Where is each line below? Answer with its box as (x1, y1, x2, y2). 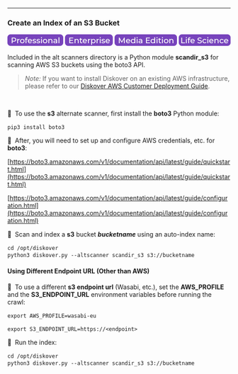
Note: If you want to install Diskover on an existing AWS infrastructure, (24, 74, 230, 83)
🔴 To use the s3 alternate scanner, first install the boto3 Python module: (7, 109, 220, 118)
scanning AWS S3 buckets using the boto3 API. (7, 61, 146, 69)
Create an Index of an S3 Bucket (7, 18, 120, 28)
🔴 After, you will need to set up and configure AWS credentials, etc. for (7, 136, 215, 145)
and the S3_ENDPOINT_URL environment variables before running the (7, 290, 212, 298)
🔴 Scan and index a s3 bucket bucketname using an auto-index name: (7, 230, 216, 239)
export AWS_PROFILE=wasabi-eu (7, 312, 97, 319)
